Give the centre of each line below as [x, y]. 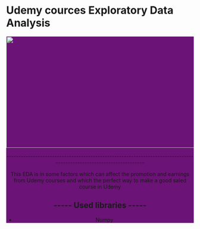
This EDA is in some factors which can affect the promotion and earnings [100, 174]
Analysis [28, 23]
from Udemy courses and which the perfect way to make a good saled [100, 180]
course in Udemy [100, 186]
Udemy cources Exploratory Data [90, 10]
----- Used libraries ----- [100, 206]
